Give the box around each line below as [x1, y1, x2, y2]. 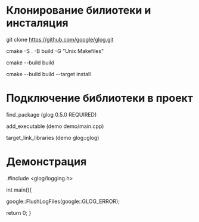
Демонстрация [6, 155, 87, 168]
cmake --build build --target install [6, 70, 91, 77]
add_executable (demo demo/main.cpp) [6, 123, 104, 130]
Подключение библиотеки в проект [6, 92, 194, 105]
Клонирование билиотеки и [6, 4, 151, 17]
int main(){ [6, 186, 32, 193]
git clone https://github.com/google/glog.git [6, 36, 114, 43]
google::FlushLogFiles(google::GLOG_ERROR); [6, 198, 120, 205]
